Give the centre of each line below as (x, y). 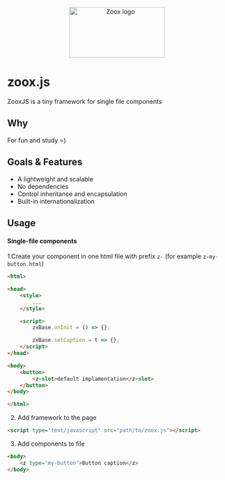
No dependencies (43, 186)
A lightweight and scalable (55, 179)
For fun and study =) (37, 140)
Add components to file (51, 444)
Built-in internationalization (56, 201)
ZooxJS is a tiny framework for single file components (85, 101)
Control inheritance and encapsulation (72, 194)
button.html (24, 264)
